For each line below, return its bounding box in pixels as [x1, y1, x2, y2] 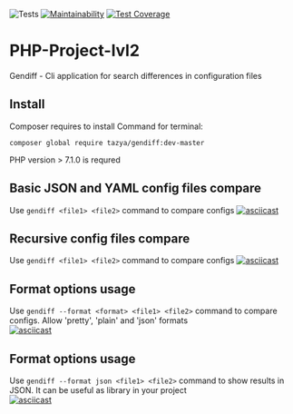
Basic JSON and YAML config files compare [9, 181, 261, 196]
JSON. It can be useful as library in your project [9, 385, 188, 395]
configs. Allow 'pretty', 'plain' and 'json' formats [9, 315, 189, 326]
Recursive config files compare [9, 231, 190, 246]
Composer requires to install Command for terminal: [9, 121, 204, 132]
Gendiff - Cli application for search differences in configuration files [9, 70, 262, 81]
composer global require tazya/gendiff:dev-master [9, 138, 205, 147]
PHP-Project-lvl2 [9, 41, 141, 61]
